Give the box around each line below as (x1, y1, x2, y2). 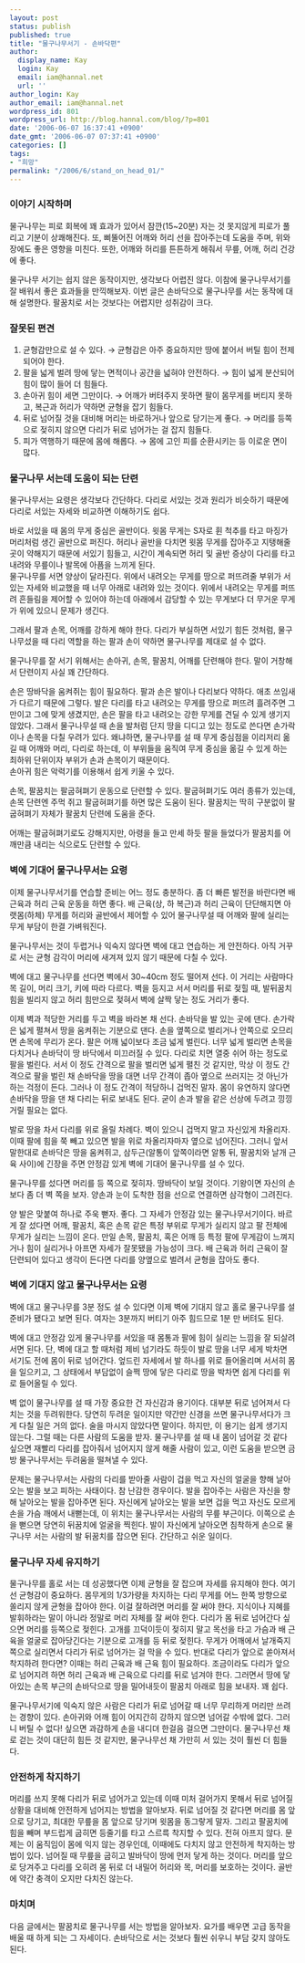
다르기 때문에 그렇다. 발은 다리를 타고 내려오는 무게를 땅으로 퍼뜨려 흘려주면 (18, 697, 287, 708)
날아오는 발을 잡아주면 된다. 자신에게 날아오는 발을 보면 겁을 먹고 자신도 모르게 (18, 1496, 296, 1507)
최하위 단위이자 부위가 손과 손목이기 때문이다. (9, 755, 170, 766)
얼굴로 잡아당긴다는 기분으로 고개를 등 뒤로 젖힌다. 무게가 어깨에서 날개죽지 (25, 1635, 291, 1646)
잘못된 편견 (9, 321, 56, 334)
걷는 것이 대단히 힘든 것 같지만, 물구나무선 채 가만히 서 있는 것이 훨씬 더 (18, 1735, 271, 1746)
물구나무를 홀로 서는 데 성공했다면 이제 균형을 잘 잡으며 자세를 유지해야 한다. (9, 1578, 280, 1589)
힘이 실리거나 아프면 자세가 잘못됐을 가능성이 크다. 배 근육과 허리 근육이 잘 (25, 1242, 289, 1253)
